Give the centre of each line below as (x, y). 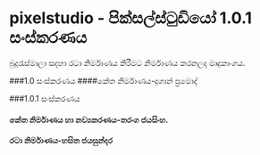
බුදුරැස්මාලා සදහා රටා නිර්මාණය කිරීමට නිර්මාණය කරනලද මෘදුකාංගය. (127, 62)
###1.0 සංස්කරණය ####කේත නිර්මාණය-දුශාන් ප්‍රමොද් (104, 80)
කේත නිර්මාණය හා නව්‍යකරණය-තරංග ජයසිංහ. (89, 119)
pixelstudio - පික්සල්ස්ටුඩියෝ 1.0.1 (131, 18)
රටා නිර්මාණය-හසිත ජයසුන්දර (61, 141)
